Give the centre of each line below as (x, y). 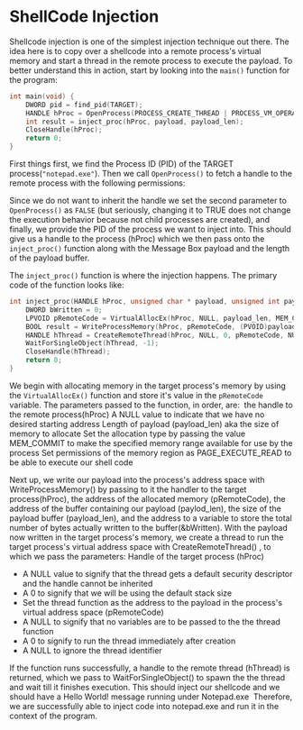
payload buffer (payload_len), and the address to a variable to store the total (151, 518)
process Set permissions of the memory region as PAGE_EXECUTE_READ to (151, 452)
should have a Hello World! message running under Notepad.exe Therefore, (151, 697)
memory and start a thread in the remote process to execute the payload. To (151, 60)
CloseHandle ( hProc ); (64, 130)
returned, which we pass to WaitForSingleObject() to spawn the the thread (147, 677)
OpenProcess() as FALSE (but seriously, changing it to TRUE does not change (150, 210)
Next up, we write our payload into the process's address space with (137, 479)
